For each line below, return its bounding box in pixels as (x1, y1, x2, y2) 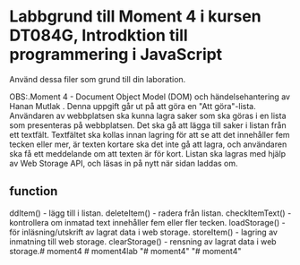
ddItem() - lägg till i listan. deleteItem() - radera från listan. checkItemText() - (9, 208, 292, 218)
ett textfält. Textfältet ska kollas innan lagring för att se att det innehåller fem (9, 129, 290, 140)
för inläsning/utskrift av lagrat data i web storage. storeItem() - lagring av (9, 227, 278, 237)
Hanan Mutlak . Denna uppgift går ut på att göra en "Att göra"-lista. (9, 100, 257, 111)
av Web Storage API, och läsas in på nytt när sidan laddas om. (9, 158, 239, 168)
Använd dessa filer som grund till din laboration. (9, 73, 186, 84)
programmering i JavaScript (9, 45, 223, 64)
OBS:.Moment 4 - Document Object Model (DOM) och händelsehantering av (9, 91, 291, 102)
